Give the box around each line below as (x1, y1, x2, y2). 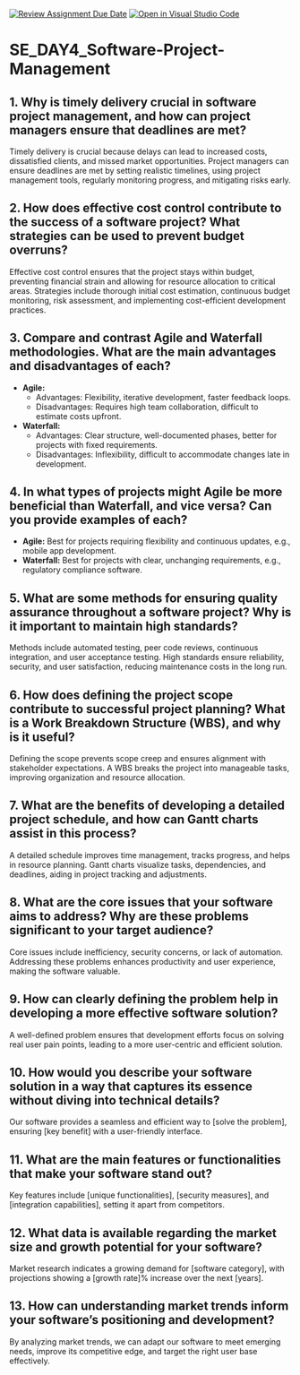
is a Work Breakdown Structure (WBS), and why (9, 715, 281, 730)
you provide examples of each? (9, 512, 188, 528)
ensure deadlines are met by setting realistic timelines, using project (9, 166, 261, 176)
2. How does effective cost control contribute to (9, 201, 282, 216)
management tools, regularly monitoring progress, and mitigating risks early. (9, 175, 291, 185)
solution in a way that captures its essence (9, 1079, 253, 1094)
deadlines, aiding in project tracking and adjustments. (9, 869, 208, 880)
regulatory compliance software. (21, 564, 143, 575)
